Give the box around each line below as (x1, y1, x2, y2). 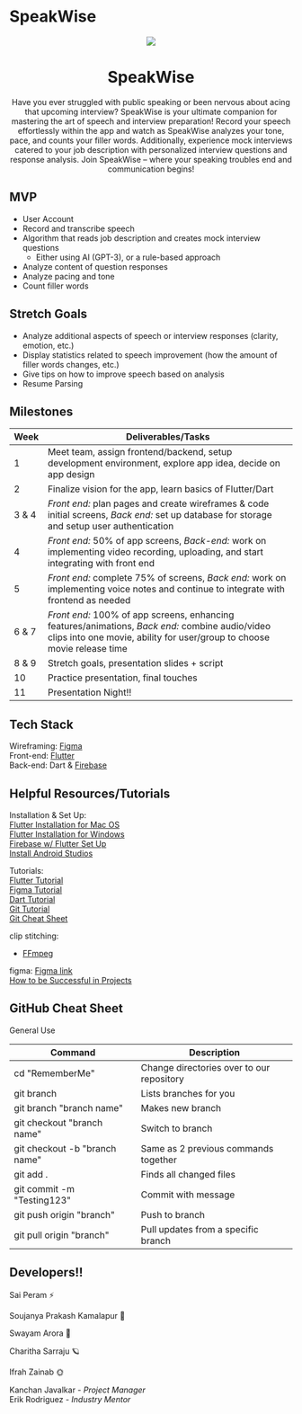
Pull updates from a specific (140, 1223, 259, 1235)
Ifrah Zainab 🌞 (9, 1366, 65, 1377)
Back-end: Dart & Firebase (9, 760, 108, 770)
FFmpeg (22, 947, 54, 958)
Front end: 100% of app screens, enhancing (48, 609, 235, 621)
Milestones (9, 404, 74, 419)
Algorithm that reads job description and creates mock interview (22, 232, 261, 244)
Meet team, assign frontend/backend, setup (48, 446, 233, 458)
